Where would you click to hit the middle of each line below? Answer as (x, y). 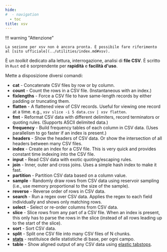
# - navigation (22, 14)
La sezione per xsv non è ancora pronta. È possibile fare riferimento (81, 47)
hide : (11, 10)
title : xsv (16, 24)
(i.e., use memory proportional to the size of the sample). (71, 186)
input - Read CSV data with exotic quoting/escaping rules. (72, 160)
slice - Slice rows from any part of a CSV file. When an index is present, (86, 213)
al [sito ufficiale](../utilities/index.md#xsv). (58, 51)
